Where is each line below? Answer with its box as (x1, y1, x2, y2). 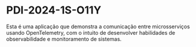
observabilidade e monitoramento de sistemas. (6, 35, 122, 42)
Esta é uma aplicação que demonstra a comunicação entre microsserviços (6, 23, 190, 30)
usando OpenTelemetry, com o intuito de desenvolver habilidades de (6, 29, 175, 36)
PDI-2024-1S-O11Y (6, 4, 102, 17)
